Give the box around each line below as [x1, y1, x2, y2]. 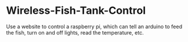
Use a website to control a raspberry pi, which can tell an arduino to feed [6, 23, 183, 30]
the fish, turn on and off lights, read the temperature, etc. [6, 29, 144, 36]
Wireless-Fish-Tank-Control [6, 4, 146, 17]
